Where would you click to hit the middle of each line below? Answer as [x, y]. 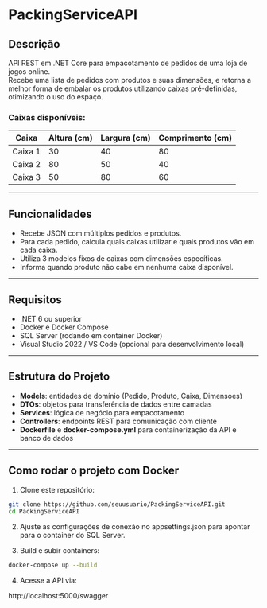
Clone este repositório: [57, 489]
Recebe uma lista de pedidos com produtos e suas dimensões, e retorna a [130, 80]
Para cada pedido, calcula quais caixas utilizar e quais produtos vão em [137, 242]
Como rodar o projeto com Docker [94, 471]
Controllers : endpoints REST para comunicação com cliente [118, 421]
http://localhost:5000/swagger [58, 596]
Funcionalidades [50, 214]
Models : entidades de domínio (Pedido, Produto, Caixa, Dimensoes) [131, 396]
